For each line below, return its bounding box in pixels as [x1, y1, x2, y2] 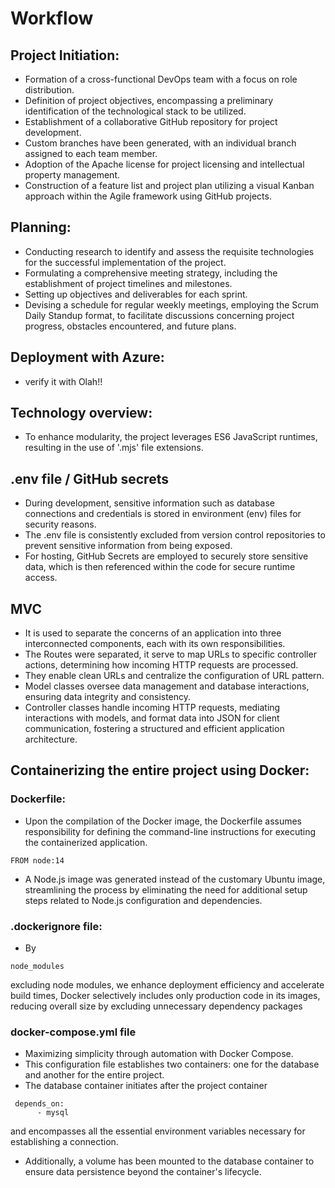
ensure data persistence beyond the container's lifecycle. [24, 1166, 262, 1178]
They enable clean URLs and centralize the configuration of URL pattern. [24, 670, 325, 682]
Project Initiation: [10, 47, 120, 64]
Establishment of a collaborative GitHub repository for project [24, 116, 278, 127]
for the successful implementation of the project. [24, 256, 227, 268]
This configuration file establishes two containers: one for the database [24, 1058, 320, 1071]
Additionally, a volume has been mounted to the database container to [24, 1155, 315, 1167]
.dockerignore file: [10, 919, 103, 933]
